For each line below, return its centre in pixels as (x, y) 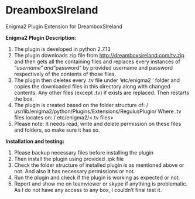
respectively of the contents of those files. (65, 74)
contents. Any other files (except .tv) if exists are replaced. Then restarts (102, 92)
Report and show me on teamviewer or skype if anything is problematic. (101, 183)
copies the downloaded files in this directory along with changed (92, 86)
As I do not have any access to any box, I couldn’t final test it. (88, 190)
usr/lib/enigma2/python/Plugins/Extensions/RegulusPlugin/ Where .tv (98, 111)
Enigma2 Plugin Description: (41, 37)
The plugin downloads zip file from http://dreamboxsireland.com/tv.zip (99, 55)
